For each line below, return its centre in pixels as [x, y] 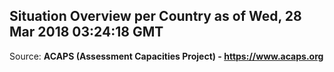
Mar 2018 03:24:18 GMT [86, 32]
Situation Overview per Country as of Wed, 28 [155, 16]
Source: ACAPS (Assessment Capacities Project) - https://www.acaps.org [166, 56]
